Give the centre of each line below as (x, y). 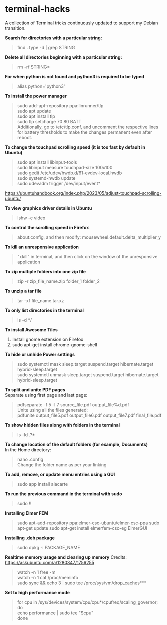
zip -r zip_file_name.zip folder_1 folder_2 (58, 281)
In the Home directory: (28, 449)
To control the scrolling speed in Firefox (47, 227)
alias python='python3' (41, 86)
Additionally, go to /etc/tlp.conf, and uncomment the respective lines (88, 127)
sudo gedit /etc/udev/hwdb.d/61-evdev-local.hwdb (70, 173)
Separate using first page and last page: (46, 395)
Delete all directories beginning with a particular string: (64, 57)
